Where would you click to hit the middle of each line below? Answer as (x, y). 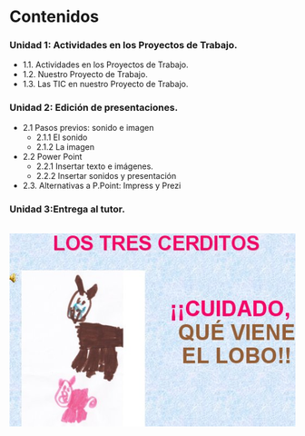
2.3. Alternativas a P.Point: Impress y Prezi (102, 185)
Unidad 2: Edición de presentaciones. (94, 108)
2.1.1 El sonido (62, 137)
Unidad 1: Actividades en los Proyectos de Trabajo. (123, 45)
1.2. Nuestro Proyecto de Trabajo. (85, 74)
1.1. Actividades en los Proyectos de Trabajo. (105, 64)
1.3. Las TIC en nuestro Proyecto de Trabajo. (105, 84)
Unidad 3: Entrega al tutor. (67, 209)
